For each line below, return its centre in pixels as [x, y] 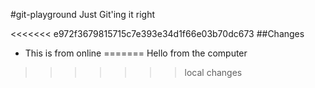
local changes [213, 72]
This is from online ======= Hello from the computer [136, 53]
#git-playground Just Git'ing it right [83, 14]
